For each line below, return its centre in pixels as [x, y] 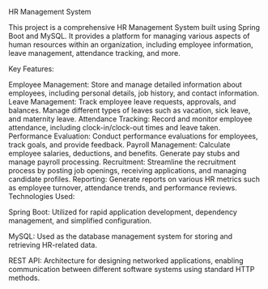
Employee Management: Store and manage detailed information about [125, 85]
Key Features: [31, 69]
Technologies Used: [42, 196]
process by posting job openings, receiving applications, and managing [128, 170]
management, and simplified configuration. [80, 221]
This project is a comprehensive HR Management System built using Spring [134, 27]
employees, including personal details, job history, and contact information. [134, 93]
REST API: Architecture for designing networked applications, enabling [126, 261]
